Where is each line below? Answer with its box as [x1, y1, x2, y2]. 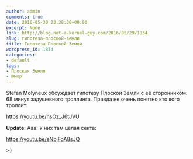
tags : [6, 62, 19, 69]
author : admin [6, 8, 41, 15]
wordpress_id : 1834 [6, 47, 54, 52]
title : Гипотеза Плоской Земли [6, 41, 82, 47]
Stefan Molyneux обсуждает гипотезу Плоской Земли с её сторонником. [6, 90, 188, 97]
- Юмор [6, 73, 22, 79]
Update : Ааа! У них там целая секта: [6, 125, 96, 132]
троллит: [6, 102, 28, 109]
